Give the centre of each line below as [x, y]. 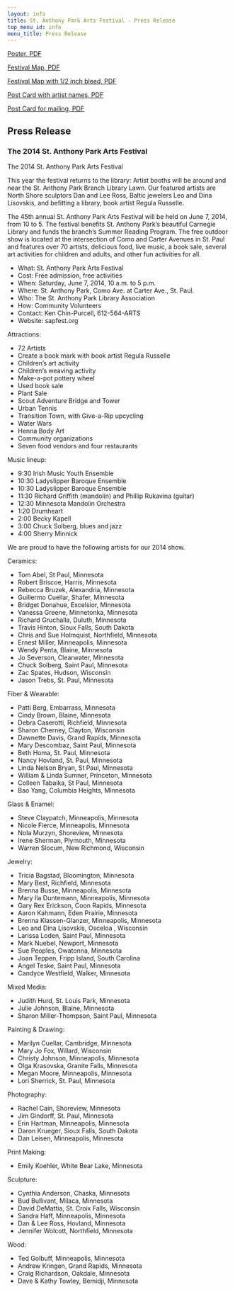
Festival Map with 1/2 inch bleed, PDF [62, 81]
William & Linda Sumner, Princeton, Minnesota [85, 775]
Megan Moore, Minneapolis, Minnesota [75, 1073]
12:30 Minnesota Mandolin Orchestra [71, 503]
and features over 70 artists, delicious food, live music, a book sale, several [117, 246]
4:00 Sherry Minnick [47, 533]
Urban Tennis [37, 408]
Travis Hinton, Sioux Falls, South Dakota [76, 627]
